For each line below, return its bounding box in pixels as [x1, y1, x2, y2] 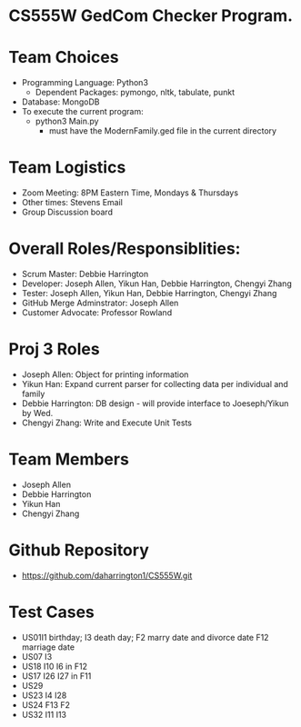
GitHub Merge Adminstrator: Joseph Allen [21, 297, 179, 308]
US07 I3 [21, 651, 53, 662]
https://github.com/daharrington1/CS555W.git [21, 570, 193, 581]
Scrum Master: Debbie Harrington [21, 269, 149, 279]
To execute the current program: [21, 106, 144, 117]
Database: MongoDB [21, 96, 100, 107]
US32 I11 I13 [21, 709, 67, 720]
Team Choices [8, 47, 119, 68]
